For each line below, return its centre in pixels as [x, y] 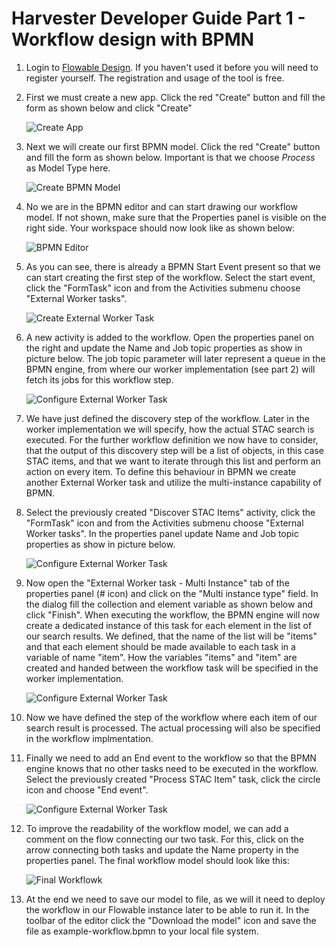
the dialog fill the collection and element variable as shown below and [169, 604]
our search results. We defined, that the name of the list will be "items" [171, 636]
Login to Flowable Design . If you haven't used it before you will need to [172, 67]
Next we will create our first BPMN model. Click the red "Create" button [173, 146]
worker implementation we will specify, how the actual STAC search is [170, 429]
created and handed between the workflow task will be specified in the [172, 668]
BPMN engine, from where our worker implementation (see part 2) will [170, 369]
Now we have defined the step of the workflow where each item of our [171, 717]
